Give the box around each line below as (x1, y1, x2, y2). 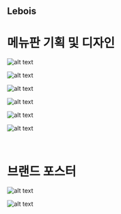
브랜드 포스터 (7, 163, 77, 179)
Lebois (7, 5, 36, 17)
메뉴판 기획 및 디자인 (7, 35, 115, 51)
